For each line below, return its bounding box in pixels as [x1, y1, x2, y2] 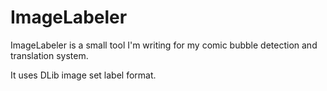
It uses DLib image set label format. [10, 69, 157, 81]
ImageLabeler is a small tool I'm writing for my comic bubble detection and [10, 39, 318, 51]
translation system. [10, 49, 89, 61]
